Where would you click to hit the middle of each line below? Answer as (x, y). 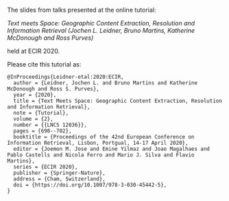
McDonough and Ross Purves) (50, 38)
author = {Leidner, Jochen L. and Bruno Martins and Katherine (105, 83)
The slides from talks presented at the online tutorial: (82, 10)
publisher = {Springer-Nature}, (60, 173)
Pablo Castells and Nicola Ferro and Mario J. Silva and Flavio (101, 155)
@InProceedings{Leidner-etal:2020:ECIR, (66, 77)
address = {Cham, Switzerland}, (60, 179)
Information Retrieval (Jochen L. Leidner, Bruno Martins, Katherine (101, 31)
